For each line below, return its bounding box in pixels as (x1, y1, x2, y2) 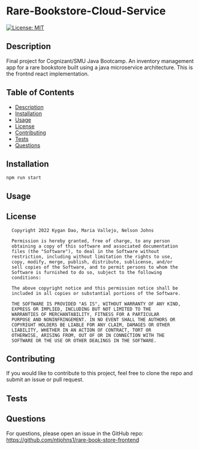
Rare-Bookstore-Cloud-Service (6, 4, 166, 18)
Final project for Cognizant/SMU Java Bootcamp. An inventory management (6, 57, 194, 64)
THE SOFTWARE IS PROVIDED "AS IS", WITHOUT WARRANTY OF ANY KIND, (11, 301, 181, 307)
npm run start (6, 175, 42, 181)
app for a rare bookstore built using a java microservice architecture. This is (6, 64, 193, 71)
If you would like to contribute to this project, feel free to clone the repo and (6, 370, 193, 377)
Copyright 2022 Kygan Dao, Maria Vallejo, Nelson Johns (11, 227, 154, 233)
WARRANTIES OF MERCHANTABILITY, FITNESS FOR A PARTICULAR (11, 311, 160, 317)
